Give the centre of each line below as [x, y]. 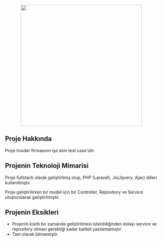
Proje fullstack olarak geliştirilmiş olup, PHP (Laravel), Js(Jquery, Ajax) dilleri [81, 177]
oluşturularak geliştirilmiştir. [32, 197]
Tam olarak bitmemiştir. [35, 234]
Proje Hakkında [29, 139]
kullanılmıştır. [18, 182]
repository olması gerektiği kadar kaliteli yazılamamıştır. [67, 229]
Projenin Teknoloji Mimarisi [47, 166]
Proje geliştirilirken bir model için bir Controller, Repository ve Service [74, 192]
